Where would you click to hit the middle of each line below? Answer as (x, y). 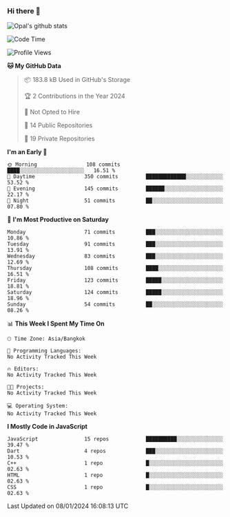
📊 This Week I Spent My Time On (56, 324)
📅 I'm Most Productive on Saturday (58, 220)
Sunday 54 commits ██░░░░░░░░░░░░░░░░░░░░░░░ (115, 305)
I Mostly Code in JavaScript (48, 427)
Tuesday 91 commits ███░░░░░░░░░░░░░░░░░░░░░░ (115, 244)
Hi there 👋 (24, 11)
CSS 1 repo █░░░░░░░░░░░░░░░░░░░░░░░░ (115, 487)
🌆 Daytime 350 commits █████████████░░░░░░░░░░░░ (115, 177)
